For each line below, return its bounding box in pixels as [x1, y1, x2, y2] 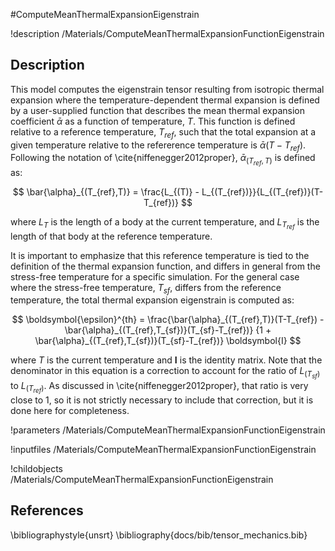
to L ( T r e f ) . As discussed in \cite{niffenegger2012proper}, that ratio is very [10, 379, 309, 395]
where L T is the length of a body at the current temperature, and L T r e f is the [10, 215, 320, 231]
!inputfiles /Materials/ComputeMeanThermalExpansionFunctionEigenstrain [10, 443, 317, 455]
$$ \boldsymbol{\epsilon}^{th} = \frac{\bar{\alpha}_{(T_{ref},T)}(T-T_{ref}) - [11, 314, 325, 326]
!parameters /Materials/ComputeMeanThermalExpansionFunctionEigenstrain [10, 424, 326, 436]
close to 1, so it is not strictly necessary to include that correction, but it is [10, 394, 314, 406]
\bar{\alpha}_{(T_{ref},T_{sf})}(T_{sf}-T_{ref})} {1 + [64, 324, 272, 336]
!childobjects [10, 462, 64, 474]
